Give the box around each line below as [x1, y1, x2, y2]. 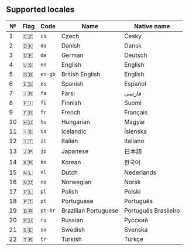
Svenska [123, 225, 148, 233]
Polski [123, 187, 141, 195]
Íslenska [123, 127, 147, 135]
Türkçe [123, 235, 144, 243]
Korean [61, 158, 81, 166]
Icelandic [61, 127, 87, 135]
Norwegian [61, 178, 92, 186]
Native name [133, 22, 171, 30]
